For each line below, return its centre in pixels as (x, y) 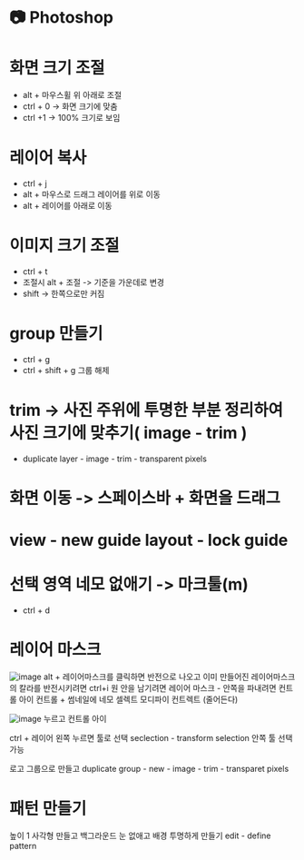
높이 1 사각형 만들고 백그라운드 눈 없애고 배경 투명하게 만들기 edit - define (140, 835)
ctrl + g (36, 359)
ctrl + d (36, 610)
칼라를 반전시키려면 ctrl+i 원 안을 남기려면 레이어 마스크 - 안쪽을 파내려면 (147, 688)
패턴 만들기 (48, 809)
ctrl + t (35, 272)
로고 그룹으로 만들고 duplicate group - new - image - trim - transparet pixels (149, 769)
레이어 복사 (48, 158)
